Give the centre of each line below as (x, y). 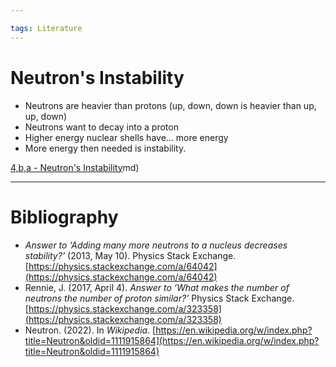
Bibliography (64, 217)
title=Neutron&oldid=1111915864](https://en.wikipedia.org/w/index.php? (172, 340)
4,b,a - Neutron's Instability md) (75, 167)
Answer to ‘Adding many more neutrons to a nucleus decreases (156, 245)
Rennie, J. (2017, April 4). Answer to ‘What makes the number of (157, 287)
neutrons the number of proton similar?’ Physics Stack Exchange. (159, 298)
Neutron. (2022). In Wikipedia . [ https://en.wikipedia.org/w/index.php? (168, 330)
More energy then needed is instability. (105, 148)
